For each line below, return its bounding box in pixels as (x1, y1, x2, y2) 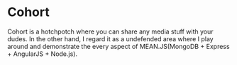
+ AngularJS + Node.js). (7, 50, 78, 58)
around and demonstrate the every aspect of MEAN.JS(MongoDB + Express (7, 42, 230, 50)
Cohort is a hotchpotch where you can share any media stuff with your (7, 27, 214, 36)
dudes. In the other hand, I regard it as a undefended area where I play (7, 34, 214, 43)
